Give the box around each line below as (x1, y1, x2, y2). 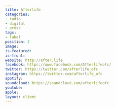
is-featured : (5, 48, 32, 53)
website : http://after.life (5, 58, 63, 63)
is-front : (5, 53, 26, 58)
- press (5, 26, 21, 31)
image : (5, 44, 19, 49)
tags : (5, 30, 16, 35)
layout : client (5, 94, 37, 99)
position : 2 (5, 39, 30, 44)
